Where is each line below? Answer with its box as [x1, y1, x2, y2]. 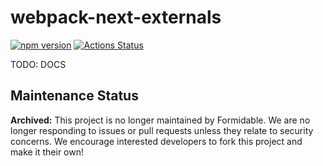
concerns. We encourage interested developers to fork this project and [10, 135, 303, 147]
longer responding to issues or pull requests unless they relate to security [10, 124, 314, 136]
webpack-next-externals [10, 6, 222, 29]
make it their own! [10, 146, 85, 158]
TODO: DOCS [10, 58, 67, 70]
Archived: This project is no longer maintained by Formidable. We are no [10, 114, 311, 126]
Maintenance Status [10, 87, 139, 105]
